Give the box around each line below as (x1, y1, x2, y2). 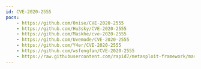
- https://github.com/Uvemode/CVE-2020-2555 (16, 37, 130, 43)
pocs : (5, 14, 19, 20)
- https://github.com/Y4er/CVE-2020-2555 (16, 43, 121, 49)
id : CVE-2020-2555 (5, 8, 52, 15)
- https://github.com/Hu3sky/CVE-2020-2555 (16, 25, 127, 32)
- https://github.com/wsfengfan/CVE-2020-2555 (16, 48, 135, 54)
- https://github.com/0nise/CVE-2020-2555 (16, 20, 124, 26)
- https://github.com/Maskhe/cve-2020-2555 (16, 31, 127, 37)
